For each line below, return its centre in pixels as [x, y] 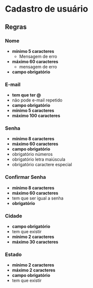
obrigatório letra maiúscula [39, 159]
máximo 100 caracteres [36, 116]
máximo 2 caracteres [33, 270]
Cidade [14, 216]
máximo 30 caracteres [35, 242]
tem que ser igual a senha [38, 198]
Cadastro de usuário [46, 9]
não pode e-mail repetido [37, 100]
